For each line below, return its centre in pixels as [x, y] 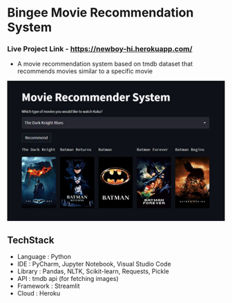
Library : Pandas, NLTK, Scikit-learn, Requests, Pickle [93, 271]
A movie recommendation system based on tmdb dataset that [105, 64]
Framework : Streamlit [49, 286]
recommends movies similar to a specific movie [85, 71]
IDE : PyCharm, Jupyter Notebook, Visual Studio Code [94, 264]
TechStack [31, 241]
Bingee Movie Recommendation [100, 13]
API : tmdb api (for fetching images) [68, 279]
